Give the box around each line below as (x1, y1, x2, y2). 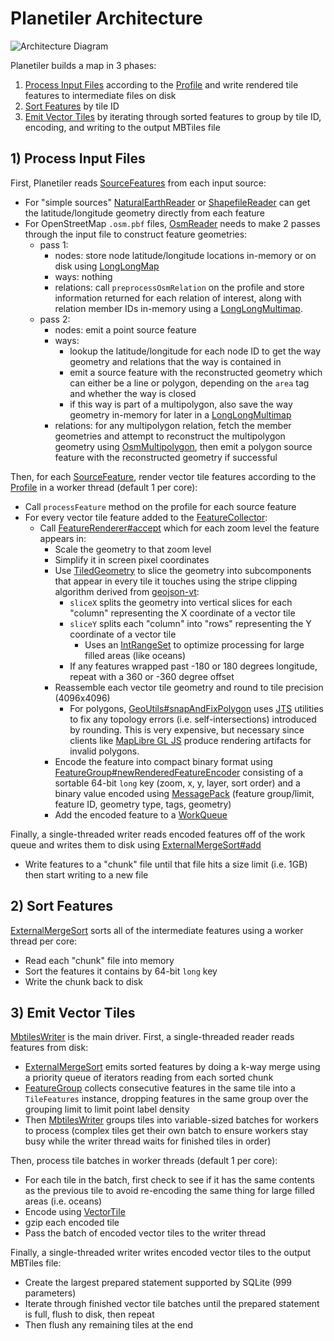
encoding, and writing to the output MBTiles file (24, 121, 221, 133)
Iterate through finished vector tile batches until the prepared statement (24, 1298, 320, 1310)
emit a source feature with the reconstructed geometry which (69, 366, 323, 378)
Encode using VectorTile (24, 1206, 126, 1218)
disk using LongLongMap (54, 260, 160, 272)
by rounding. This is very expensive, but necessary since (69, 723, 305, 736)
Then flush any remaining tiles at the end (24, 1319, 194, 1331)
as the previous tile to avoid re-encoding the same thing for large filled (24, 1185, 315, 1197)
